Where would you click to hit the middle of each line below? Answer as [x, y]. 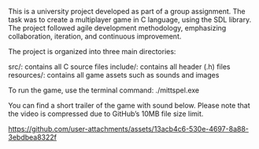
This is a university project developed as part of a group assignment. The [127, 11]
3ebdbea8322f [33, 137]
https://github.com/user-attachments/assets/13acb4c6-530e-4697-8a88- [129, 129]
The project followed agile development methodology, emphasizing [117, 28]
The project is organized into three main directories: [92, 51]
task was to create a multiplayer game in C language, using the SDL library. [130, 20]
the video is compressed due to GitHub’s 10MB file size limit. [106, 114]
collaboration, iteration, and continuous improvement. [95, 36]
